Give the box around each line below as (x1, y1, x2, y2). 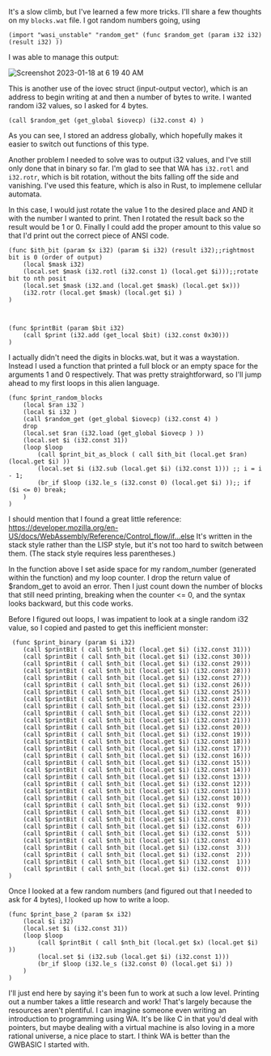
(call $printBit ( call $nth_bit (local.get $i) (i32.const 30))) (23, 653, 252, 661)
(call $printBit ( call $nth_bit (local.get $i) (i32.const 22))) (23, 709, 252, 717)
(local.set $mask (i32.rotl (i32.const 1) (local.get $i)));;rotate (23, 268, 259, 276)
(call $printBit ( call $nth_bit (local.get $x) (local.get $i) (37, 939, 259, 947)
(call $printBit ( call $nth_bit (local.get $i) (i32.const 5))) (23, 830, 252, 838)
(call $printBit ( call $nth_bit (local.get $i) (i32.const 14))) (23, 766, 252, 774)
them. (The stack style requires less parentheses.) (8, 549, 176, 558)
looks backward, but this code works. (8, 598, 133, 608)
